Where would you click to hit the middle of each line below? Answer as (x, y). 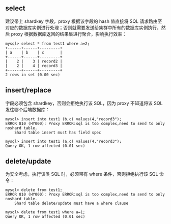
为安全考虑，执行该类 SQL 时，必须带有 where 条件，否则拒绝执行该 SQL (82, 174)
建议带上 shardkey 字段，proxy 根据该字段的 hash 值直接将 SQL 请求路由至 (84, 21)
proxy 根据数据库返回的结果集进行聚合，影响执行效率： (69, 34)
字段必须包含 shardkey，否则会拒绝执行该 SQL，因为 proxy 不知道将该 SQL (84, 103)
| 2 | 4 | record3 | (34, 66)
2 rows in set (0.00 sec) (33, 75)
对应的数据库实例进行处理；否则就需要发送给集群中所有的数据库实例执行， (83, 27)
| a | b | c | (34, 52)
